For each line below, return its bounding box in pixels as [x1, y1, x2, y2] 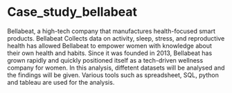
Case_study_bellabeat [7, 4, 137, 20]
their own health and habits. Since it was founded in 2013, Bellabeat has [7, 49, 213, 57]
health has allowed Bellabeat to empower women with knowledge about [7, 41, 213, 50]
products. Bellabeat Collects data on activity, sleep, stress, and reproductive [7, 34, 225, 42]
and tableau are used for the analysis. [7, 78, 115, 86]
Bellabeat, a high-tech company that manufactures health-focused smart [7, 27, 216, 35]
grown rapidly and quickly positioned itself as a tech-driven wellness [7, 56, 204, 64]
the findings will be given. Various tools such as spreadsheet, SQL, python [7, 70, 220, 79]
